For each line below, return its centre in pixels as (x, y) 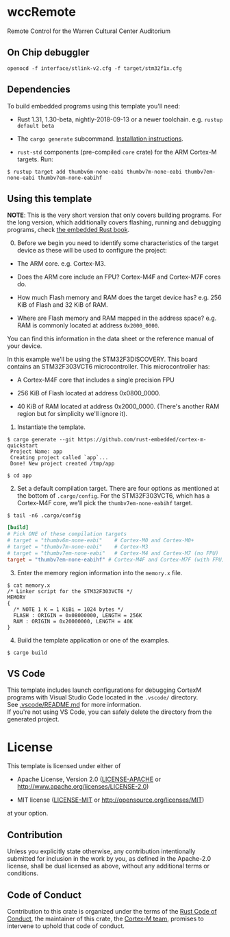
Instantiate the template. (51, 427)
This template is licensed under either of (64, 766)
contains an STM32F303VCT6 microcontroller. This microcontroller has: (108, 367)
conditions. (23, 873)
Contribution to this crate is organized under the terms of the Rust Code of (112, 911)
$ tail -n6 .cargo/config (44, 516)
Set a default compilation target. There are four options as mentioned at (118, 489)
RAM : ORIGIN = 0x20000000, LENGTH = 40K (73, 621)
